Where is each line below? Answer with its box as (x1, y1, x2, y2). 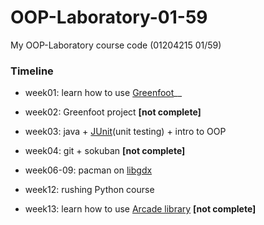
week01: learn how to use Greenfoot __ (24, 87, 183, 99)
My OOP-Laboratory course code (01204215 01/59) (10, 39, 222, 51)
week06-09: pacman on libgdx (24, 164, 153, 176)
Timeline (10, 64, 54, 78)
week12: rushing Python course (24, 184, 155, 196)
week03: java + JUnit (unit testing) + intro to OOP (24, 126, 227, 138)
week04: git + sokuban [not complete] (24, 145, 186, 157)
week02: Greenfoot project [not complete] (24, 106, 202, 118)
